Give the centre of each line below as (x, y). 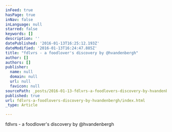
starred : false (21, 29)
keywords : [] (19, 34)
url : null (20, 81)
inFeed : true (19, 10)
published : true (23, 96)
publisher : (17, 67)
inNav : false (19, 19)
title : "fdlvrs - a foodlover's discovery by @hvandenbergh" (72, 53)
